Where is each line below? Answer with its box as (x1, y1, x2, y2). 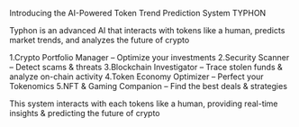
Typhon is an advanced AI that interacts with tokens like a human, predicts (9, 25, 285, 35)
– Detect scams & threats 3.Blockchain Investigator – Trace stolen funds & (9, 62, 283, 72)
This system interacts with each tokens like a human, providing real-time (9, 98, 278, 109)
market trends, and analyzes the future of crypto (9, 35, 190, 45)
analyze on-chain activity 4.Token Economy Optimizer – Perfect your (9, 71, 264, 82)
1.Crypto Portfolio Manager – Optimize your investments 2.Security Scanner (9, 52, 290, 62)
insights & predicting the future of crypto (9, 108, 160, 118)
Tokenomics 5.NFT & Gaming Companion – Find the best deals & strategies (9, 81, 288, 91)
